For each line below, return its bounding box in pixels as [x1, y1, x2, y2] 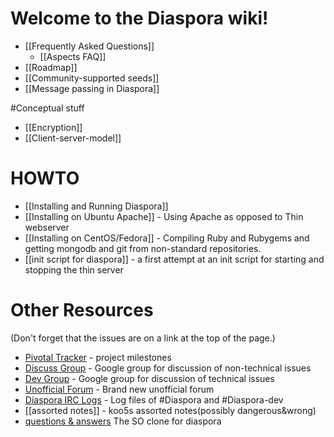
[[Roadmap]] [24, 61, 78, 73]
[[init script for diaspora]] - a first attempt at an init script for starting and [24, 253, 325, 265]
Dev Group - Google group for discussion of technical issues [24, 372, 275, 384]
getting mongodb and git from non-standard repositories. [24, 242, 262, 254]
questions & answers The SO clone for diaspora [24, 415, 222, 427]
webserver [24, 221, 70, 233]
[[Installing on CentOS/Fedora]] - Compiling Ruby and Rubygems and [24, 232, 310, 244]
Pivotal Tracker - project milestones [24, 351, 172, 363]
